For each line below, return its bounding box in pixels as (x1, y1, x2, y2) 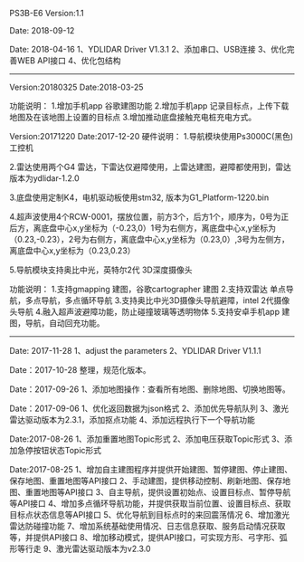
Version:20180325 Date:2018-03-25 (9, 81, 144, 92)
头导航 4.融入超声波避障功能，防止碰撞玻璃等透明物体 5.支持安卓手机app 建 (9, 307, 290, 317)
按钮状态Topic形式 (33, 445, 102, 455)
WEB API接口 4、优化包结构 (16, 55, 121, 66)
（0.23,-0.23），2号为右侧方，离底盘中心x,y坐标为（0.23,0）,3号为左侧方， (9, 234, 290, 244)
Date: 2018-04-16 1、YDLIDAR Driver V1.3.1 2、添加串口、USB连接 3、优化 (9, 44, 287, 54)
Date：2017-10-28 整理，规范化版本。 (9, 365, 151, 375)
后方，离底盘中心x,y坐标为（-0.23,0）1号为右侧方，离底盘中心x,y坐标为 (9, 223, 277, 233)
